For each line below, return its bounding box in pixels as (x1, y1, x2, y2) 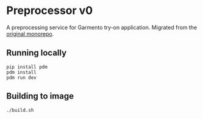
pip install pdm (6, 64, 48, 70)
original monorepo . (6, 30, 54, 37)
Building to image (6, 91, 74, 101)
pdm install (6, 69, 37, 75)
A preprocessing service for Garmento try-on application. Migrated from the (6, 24, 198, 31)
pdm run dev (6, 74, 37, 81)
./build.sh (6, 107, 34, 113)
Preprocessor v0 (6, 4, 93, 18)
